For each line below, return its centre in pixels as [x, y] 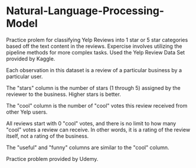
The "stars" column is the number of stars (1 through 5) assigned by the [94, 88]
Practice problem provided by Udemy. [52, 159]
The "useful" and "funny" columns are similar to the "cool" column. [88, 147]
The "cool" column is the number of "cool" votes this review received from [97, 105]
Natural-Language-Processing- [85, 11]
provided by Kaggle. [31, 59]
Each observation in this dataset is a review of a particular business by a [94, 70]
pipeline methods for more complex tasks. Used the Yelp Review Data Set [95, 52]
